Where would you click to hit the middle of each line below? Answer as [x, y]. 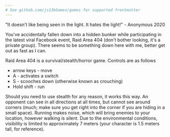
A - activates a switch [35, 76]
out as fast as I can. [26, 50]
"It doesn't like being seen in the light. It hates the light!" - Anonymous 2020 [85, 24]
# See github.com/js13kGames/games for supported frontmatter [73, 10]
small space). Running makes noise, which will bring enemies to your [78, 113]
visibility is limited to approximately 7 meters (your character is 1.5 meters [82, 123]
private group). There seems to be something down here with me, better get [85, 45]
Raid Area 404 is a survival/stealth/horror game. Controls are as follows [81, 60]
